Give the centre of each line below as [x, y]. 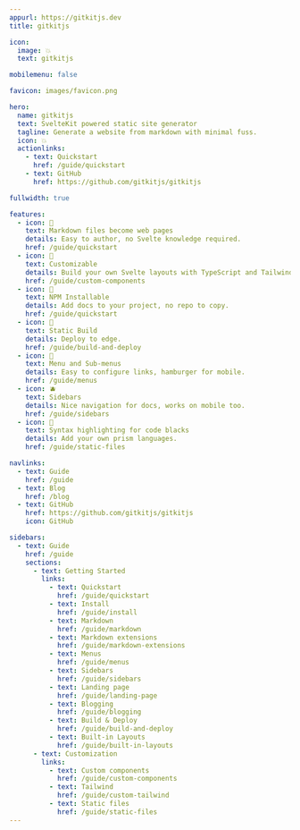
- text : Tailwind [81, 787]
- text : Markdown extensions [103, 637]
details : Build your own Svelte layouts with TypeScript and [141, 272]
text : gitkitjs [46, 59]
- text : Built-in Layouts [97, 737]
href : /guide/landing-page [107, 695]
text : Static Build [62, 330]
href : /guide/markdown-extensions [121, 646]
